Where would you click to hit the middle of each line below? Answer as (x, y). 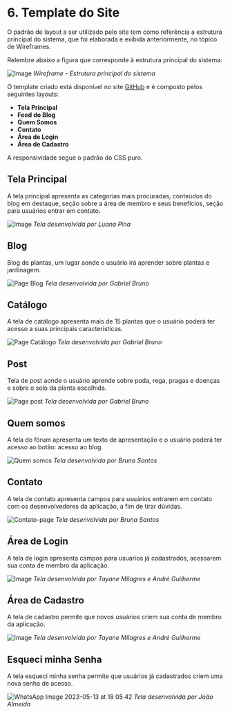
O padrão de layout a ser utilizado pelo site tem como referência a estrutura (115, 32)
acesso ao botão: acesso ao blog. (55, 447)
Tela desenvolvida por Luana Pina (82, 224)
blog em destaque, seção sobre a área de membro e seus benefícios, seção (115, 203)
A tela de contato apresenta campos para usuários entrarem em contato (110, 498)
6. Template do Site (64, 13)
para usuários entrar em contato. (54, 210)
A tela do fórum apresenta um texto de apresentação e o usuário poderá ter (115, 440)
